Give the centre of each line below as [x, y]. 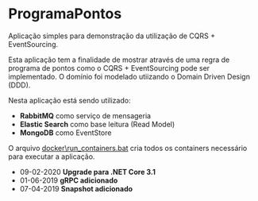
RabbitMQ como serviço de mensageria [85, 115]
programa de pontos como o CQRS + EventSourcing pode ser [109, 68]
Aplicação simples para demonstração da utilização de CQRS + [112, 36]
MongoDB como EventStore [65, 133]
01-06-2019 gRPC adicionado [69, 180]
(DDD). [19, 85]
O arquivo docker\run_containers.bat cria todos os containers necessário [128, 148]
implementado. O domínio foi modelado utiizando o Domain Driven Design [129, 76]
